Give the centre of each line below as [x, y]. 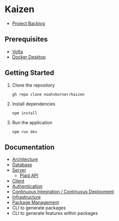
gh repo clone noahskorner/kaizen [48, 94]
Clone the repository [33, 85]
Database [22, 165]
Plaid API [29, 175]
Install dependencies [34, 104]
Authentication [27, 187]
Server [19, 170]
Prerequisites [26, 39]
